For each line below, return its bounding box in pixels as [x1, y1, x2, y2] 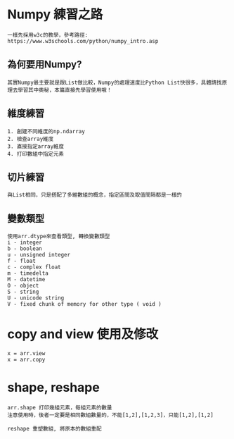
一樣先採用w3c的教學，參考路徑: [7, 31, 89, 39]
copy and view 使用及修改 [7, 326, 159, 342]
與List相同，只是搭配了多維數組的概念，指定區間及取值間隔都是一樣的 [7, 192, 183, 199]
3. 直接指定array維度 [7, 142, 65, 150]
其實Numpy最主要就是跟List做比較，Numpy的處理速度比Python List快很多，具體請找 [7, 79, 223, 86]
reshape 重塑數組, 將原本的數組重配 [7, 426, 102, 433]
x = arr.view [7, 350, 46, 357]
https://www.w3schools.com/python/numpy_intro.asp [7, 37, 159, 44]
